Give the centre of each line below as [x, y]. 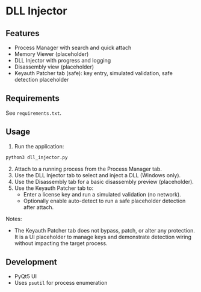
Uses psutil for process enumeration [61, 283]
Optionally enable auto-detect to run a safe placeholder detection [104, 201]
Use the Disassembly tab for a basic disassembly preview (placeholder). [104, 181]
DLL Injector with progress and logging [63, 60]
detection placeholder [42, 80]
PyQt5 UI [26, 276]
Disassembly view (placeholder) [54, 67]
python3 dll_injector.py [37, 157]
